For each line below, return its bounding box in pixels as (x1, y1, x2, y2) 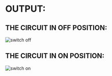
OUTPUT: (5, 3, 46, 15)
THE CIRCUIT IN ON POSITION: (5, 52, 105, 60)
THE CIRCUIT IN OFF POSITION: (5, 23, 107, 32)
